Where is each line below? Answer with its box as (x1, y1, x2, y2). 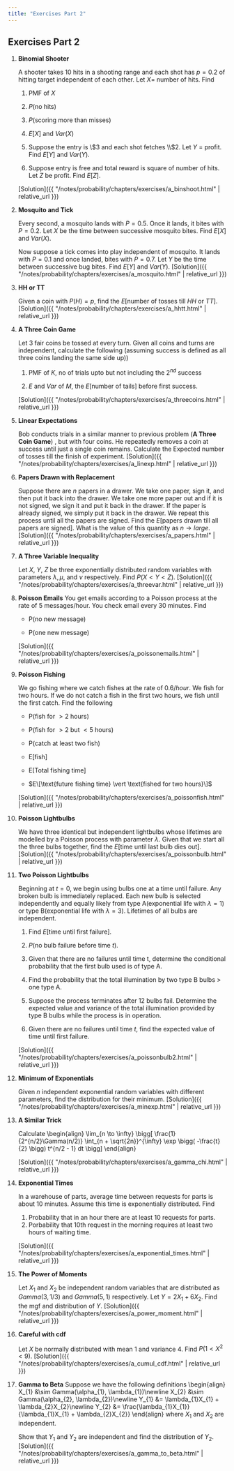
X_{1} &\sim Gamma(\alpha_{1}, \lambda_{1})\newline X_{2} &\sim (17, 1388, 204, 1396)
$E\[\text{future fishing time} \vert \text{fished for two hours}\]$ (28, 779, 212, 789)
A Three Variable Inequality (17, 552, 100, 560)
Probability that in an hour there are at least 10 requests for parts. (28, 1214, 216, 1222)
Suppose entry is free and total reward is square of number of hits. (28, 164, 220, 172)
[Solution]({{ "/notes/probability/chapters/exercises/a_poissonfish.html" (17, 793, 225, 802)
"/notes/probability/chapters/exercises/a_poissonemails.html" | (17, 650, 199, 658)
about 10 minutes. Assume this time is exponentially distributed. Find (17, 1200, 215, 1208)
